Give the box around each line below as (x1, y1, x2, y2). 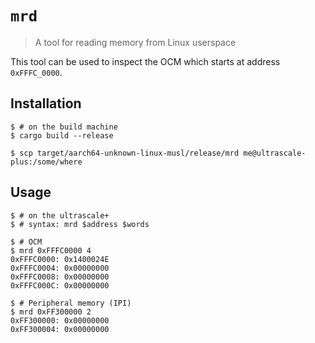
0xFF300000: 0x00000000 (10, 315, 110, 326)
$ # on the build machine (10, 122, 118, 132)
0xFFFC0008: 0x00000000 (10, 272, 110, 282)
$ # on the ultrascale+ (10, 210, 110, 221)
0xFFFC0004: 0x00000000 (10, 263, 110, 273)
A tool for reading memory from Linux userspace (34, 36, 237, 48)
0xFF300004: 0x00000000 (10, 324, 110, 334)
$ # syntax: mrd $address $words (10, 219, 150, 229)
